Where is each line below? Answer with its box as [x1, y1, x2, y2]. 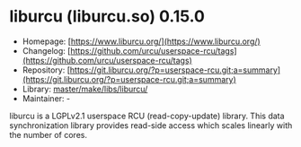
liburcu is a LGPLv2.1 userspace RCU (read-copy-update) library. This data [9, 110, 285, 121]
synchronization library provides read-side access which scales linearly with [9, 119, 293, 131]
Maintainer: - [22, 92, 70, 104]
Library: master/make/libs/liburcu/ [22, 83, 148, 94]
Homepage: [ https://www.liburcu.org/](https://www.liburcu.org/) [22, 36, 261, 47]
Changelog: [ [22, 45, 71, 56]
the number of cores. [9, 129, 88, 140]
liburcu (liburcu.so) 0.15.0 [9, 6, 205, 27]
